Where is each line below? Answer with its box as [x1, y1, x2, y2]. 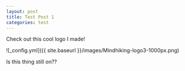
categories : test [6, 19, 49, 25]
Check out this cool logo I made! [6, 36, 85, 43]
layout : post [6, 8, 39, 15]
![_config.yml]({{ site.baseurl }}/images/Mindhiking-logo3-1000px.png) [6, 47, 180, 54]
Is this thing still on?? [6, 58, 58, 65]
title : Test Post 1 [6, 14, 55, 20]
